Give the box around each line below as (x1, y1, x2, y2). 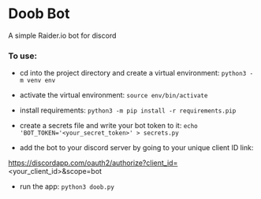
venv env (27, 76, 56, 85)
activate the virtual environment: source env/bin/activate (19, 90, 208, 100)
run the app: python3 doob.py (19, 182, 114, 191)
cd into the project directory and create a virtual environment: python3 (19, 68, 247, 78)
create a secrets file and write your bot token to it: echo (19, 121, 199, 131)
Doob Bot (8, 5, 70, 23)
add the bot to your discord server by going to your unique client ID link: (19, 143, 254, 153)
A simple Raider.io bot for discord (8, 31, 117, 40)
